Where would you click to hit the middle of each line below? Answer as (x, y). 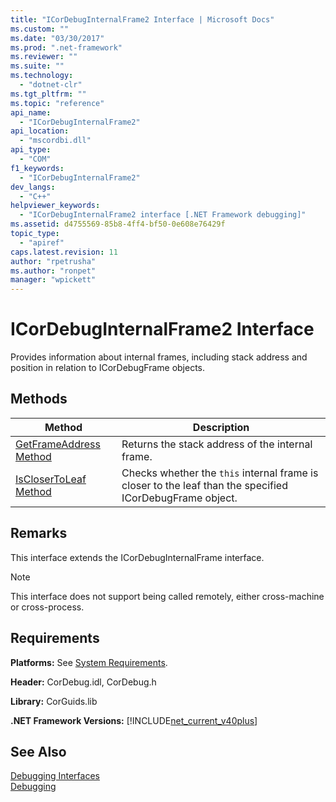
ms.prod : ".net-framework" (66, 47)
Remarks (39, 533)
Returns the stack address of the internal (217, 444)
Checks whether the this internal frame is (220, 473)
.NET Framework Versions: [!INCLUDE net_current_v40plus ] (134, 720)
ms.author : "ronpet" (53, 271)
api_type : (31, 150)
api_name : (31, 112)
